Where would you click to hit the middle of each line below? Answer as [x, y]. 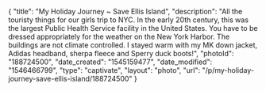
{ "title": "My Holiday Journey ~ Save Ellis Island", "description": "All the [125, 11]
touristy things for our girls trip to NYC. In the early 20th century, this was [128, 20]
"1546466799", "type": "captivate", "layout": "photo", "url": [104, 70]
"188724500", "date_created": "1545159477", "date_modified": [110, 62]
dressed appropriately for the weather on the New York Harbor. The [119, 36]
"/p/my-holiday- [228, 70]
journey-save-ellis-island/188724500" [70, 79]
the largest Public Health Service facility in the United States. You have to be [133, 28]
